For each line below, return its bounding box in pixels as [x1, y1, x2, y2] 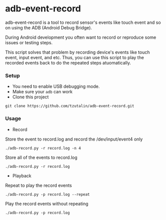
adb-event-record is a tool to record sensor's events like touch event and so [5, 19, 161, 25]
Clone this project [12, 94, 49, 100]
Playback [12, 172, 31, 179]
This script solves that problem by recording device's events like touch [5, 49, 150, 55]
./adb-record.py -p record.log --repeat [5, 192, 90, 197]
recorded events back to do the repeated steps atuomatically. [5, 60, 131, 66]
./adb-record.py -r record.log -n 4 [5, 146, 81, 150]
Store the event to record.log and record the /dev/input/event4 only [5, 136, 143, 142]
